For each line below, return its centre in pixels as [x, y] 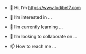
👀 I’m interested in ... [31, 17]
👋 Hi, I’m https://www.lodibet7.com [45, 8]
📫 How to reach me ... [33, 46]
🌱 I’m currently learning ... [36, 27]
